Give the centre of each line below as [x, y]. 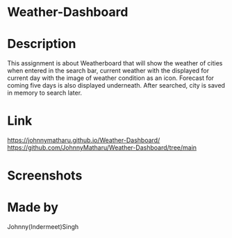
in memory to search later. [44, 93]
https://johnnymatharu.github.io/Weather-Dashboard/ [84, 141]
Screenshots [45, 176]
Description [42, 44]
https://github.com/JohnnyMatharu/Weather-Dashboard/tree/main [102, 148]
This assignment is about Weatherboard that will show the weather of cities [115, 63]
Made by [33, 208]
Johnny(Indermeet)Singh [43, 227]
